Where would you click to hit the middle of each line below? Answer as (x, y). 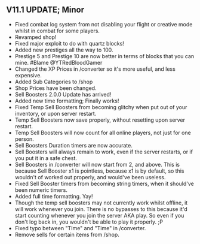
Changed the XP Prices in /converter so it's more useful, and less (95, 69)
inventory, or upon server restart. (56, 113)
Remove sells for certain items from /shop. (67, 234)
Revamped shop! (36, 37)
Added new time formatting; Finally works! (67, 101)
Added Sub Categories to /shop (54, 82)
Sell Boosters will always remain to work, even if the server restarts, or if (104, 152)
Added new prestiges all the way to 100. (64, 50)
